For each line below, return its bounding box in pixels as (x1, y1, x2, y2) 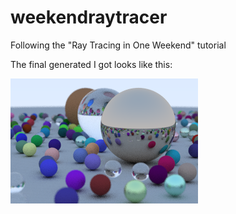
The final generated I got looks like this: (10, 58, 173, 70)
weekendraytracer (10, 6, 168, 29)
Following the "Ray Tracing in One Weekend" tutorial (10, 39, 227, 51)
